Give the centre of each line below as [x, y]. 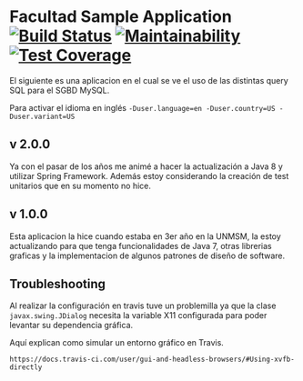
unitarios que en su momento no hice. [81, 185]
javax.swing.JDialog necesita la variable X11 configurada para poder [138, 316]
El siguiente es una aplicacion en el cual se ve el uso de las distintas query [149, 80]
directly [26, 367]
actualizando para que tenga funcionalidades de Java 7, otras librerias [141, 246]
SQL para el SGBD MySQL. [60, 90]
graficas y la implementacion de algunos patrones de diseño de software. [147, 256]
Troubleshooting [58, 284]
